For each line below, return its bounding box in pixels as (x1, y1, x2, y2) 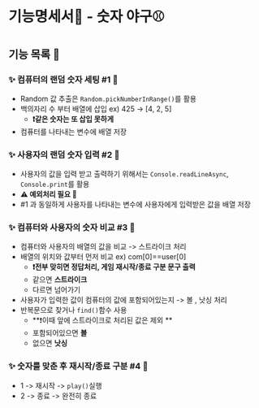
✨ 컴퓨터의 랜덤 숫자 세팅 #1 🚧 (8, 74, 119, 85)
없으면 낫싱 (32, 338, 67, 348)
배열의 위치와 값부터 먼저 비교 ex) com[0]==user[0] (19, 252, 187, 262)
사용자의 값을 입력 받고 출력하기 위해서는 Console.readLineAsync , (19, 169, 229, 179)
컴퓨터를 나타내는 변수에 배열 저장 (19, 127, 127, 137)
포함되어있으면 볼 (32, 328, 88, 338)
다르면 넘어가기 (32, 285, 81, 295)
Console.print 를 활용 (19, 180, 90, 189)
